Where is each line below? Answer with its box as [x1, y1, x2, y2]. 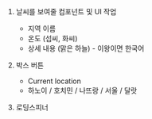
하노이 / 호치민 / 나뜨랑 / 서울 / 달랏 [27, 86, 138, 95]
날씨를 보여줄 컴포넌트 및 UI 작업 [15, 7, 117, 16]
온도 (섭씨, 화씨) [27, 34, 78, 43]
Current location [27, 76, 81, 86]
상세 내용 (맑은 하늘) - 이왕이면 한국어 [27, 44, 145, 53]
